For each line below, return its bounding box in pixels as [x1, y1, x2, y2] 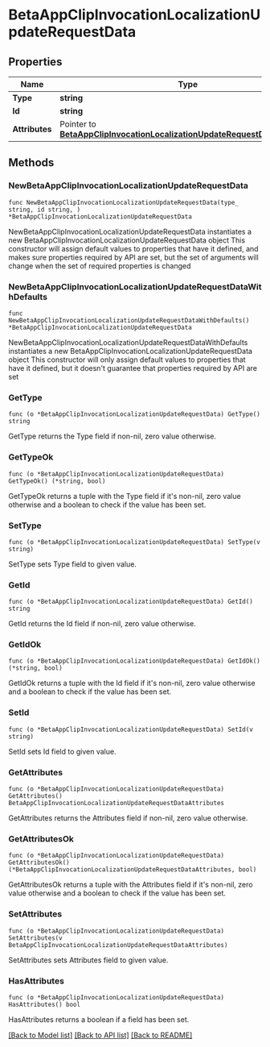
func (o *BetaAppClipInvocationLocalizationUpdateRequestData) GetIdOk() [8, 657, 261, 666]
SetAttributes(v [8, 933, 63, 942]
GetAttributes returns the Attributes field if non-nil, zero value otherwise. [8, 813, 248, 823]
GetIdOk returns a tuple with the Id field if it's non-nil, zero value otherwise [8, 679, 256, 688]
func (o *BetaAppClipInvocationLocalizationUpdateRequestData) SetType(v [8, 538, 261, 546]
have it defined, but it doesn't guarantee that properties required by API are [8, 363, 257, 372]
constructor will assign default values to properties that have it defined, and [8, 243, 259, 253]
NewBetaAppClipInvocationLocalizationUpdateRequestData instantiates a [8, 226, 252, 236]
